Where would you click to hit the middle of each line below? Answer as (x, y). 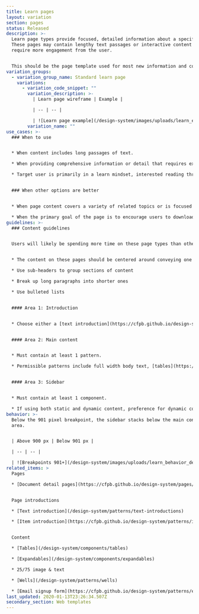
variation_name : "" (52, 126)
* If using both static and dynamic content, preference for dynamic (99, 409)
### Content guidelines (41, 228)
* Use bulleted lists (38, 292)
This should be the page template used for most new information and (99, 66)
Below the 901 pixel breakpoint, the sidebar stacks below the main (98, 420)
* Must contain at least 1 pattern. (57, 356)
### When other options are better (55, 190)
